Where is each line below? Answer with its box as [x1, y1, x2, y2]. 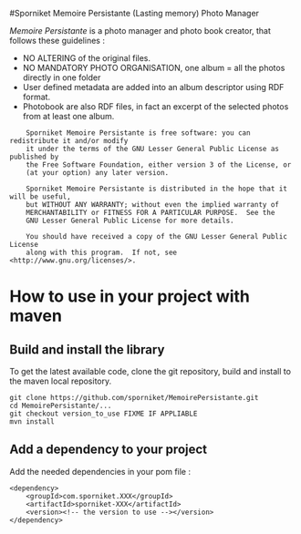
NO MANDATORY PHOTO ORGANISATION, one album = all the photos [22, 63, 285, 73]
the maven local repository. [9, 375, 112, 386]
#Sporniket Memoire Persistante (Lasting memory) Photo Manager [9, 8, 260, 18]
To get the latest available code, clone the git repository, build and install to [9, 366, 292, 376]
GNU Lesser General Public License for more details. [26, 216, 234, 225]
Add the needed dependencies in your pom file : [9, 466, 192, 477]
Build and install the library [9, 342, 165, 357]
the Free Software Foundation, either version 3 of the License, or [26, 160, 292, 169]
